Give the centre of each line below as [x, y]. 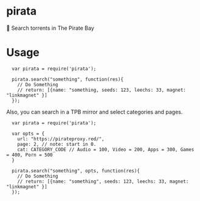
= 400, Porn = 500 [29, 155]
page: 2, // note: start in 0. [57, 144]
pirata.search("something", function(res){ [67, 79]
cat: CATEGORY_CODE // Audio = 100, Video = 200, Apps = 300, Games [106, 149]
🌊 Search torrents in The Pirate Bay [50, 28]
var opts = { [28, 134]
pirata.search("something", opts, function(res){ [76, 171]
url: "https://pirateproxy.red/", [61, 139]
